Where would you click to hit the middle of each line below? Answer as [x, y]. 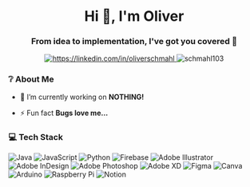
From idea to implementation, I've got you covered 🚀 [134, 42]
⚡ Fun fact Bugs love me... [64, 113]
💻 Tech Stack [36, 137]
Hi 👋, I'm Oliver [134, 16]
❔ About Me [31, 79]
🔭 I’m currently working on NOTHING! [82, 97]
